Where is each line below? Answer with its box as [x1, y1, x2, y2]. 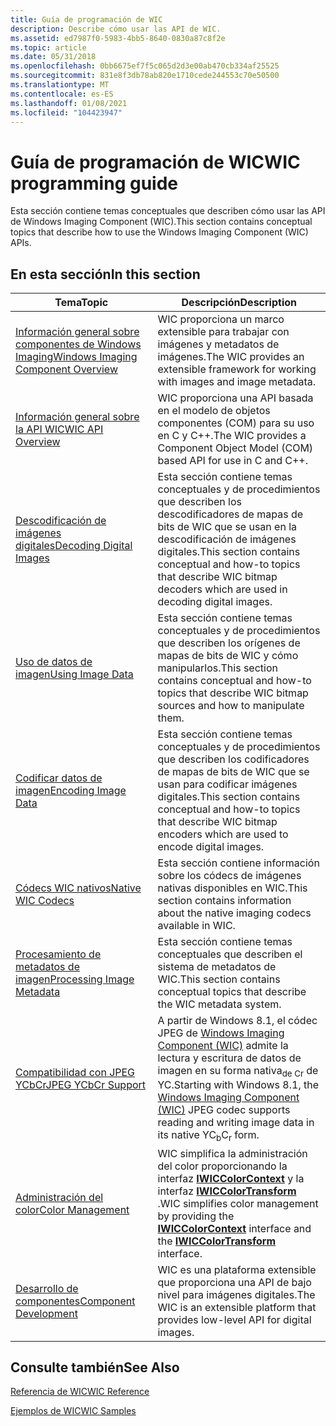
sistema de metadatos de [157, 960, 277, 974]
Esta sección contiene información [157, 856, 320, 870]
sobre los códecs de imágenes [157, 869, 302, 883]
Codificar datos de [15, 771, 103, 785]
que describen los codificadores [157, 752, 310, 766]
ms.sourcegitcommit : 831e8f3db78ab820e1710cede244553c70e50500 [10, 71, 280, 81]
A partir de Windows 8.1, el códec [157, 1014, 318, 1028]
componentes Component [15, 1294, 136, 1308]
